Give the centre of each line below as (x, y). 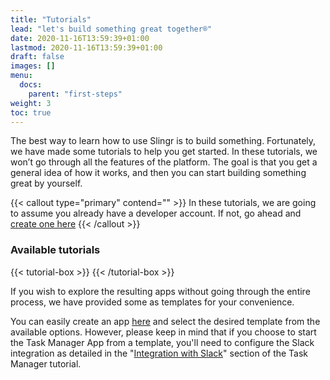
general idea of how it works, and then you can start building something (158, 173)
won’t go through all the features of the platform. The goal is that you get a (164, 162)
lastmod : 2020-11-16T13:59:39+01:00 (86, 47)
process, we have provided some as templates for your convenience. (152, 302)
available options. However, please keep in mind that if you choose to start (163, 332)
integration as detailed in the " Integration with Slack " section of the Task (159, 353)
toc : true (31, 112)
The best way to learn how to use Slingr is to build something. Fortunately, (163, 141)
